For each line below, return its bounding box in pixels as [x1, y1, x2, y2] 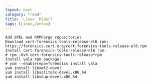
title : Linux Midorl [5, 16, 53, 21]
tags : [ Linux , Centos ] [5, 21, 51, 26]
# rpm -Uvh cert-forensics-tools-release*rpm [5, 52, 102, 57]
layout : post [5, 7, 33, 12]
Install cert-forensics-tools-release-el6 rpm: [5, 48, 107, 53]
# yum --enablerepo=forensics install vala [5, 61, 98, 66]
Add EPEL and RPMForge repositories [5, 35, 82, 40]
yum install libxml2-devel [5, 65, 62, 70]
